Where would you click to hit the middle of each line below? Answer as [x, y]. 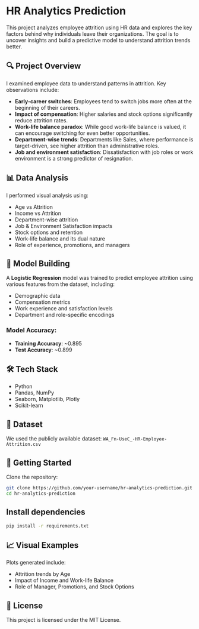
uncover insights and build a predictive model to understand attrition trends [98, 40]
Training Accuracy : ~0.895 [48, 343]
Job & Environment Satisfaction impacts [64, 226]
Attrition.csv [24, 445]
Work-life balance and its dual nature [60, 238]
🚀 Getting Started [39, 463]
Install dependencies [46, 512]
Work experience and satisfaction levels [64, 309]
